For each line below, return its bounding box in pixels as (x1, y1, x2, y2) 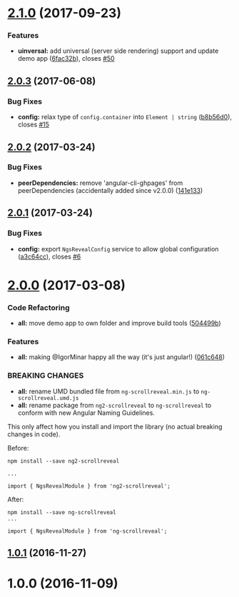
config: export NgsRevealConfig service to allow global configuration (17, 244, 219, 253)
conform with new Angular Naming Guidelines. (17, 408, 156, 417)
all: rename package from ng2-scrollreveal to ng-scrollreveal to (17, 401, 212, 409)
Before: (7, 443, 29, 452)
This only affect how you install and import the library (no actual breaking (7, 422, 223, 431)
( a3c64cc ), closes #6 (17, 252, 81, 261)
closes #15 (17, 120, 50, 129)
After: (7, 495, 24, 503)
